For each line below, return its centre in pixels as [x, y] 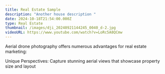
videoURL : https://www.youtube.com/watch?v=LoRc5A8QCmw [64, 32]
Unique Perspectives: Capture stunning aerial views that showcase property [82, 61]
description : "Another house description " [51, 14]
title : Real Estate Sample [33, 10]
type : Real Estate [24, 23]
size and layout [21, 66]
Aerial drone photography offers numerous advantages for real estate [76, 46]
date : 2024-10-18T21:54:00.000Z [38, 19]
